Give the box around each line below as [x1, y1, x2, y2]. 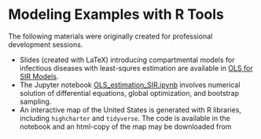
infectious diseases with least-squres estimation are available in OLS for [19, 63, 253, 72]
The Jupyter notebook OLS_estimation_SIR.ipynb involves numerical [19, 80, 241, 90]
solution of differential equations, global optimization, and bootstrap [19, 88, 240, 97]
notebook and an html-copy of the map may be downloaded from [19, 122, 232, 131]
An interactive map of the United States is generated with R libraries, [19, 104, 242, 115]
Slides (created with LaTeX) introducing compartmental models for [19, 55, 235, 64]
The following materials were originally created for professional [8, 31, 213, 41]
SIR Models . [19, 71, 59, 81]
